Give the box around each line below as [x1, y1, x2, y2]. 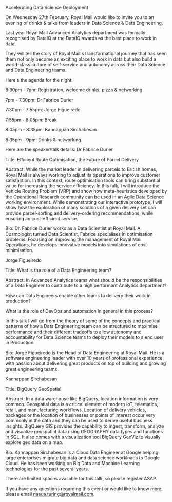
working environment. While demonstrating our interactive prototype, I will [5, 199, 163, 205]
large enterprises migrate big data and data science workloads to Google [5, 455, 160, 461]
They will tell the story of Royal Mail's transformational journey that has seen [5, 51, 167, 56]
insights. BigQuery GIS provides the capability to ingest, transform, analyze [5, 423, 164, 429]
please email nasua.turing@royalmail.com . [5, 491, 95, 497]
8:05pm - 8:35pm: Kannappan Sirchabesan [5, 127, 97, 132]
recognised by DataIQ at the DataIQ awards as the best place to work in [5, 35, 157, 41]
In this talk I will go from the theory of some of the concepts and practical [5, 318, 161, 324]
